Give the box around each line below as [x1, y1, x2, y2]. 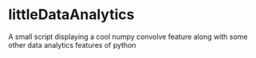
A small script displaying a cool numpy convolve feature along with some [8, 32, 248, 41]
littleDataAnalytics [8, 6, 135, 24]
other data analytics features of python [8, 40, 137, 49]
